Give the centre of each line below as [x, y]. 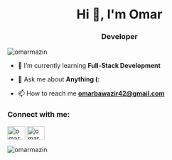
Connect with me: [39, 115]
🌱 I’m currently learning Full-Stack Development [89, 66]
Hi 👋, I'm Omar [119, 15]
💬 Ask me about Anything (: [59, 79]
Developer [119, 37]
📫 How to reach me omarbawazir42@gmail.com [91, 93]
